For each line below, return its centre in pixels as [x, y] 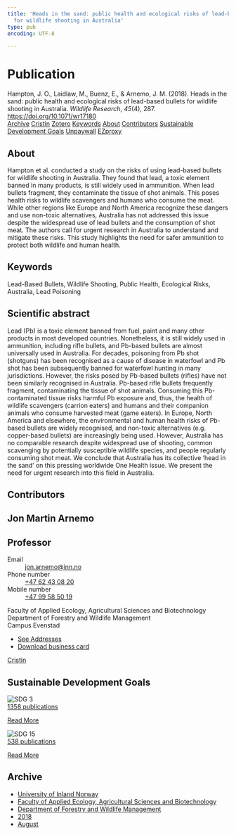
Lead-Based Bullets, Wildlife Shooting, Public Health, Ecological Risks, [109, 284]
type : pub [22, 27]
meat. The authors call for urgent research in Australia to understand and [113, 230]
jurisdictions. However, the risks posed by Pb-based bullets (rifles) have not [117, 375]
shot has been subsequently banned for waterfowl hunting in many [104, 368]
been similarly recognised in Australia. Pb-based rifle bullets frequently [110, 383]
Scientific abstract [48, 314]
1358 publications [33, 707]
